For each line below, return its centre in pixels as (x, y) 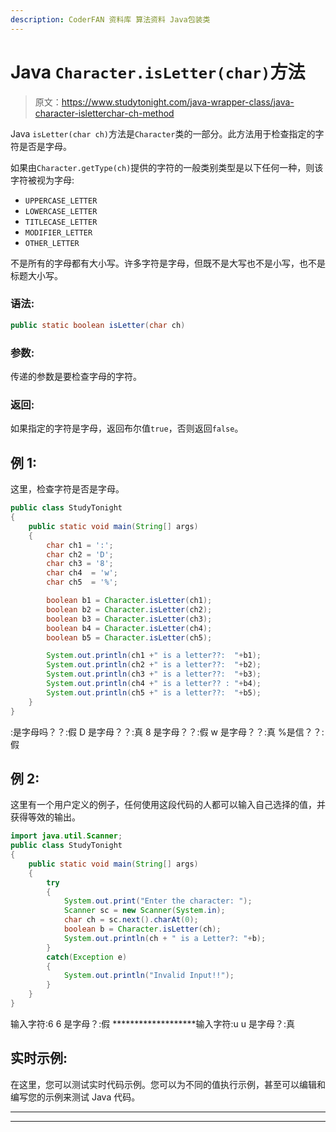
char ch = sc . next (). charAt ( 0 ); (131, 920)
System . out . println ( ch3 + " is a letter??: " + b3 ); (154, 674)
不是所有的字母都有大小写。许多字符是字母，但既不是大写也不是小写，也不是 (168, 263)
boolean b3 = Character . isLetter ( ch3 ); (129, 619)
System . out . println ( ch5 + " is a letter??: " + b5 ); (154, 692)
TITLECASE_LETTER (61, 222)
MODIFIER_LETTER (58, 232)
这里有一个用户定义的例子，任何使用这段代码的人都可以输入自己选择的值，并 (168, 805)
